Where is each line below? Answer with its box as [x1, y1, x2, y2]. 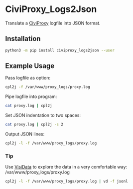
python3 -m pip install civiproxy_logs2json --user [5, 47, 115, 53]
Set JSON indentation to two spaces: [5, 112, 81, 118]
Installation [5, 34, 41, 43]
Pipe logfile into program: [5, 93, 57, 99]
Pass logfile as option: [5, 75, 51, 81]
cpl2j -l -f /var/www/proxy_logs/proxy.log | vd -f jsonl [5, 179, 128, 184]
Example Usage [5, 61, 55, 70]
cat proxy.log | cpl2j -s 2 [5, 122, 64, 127]
